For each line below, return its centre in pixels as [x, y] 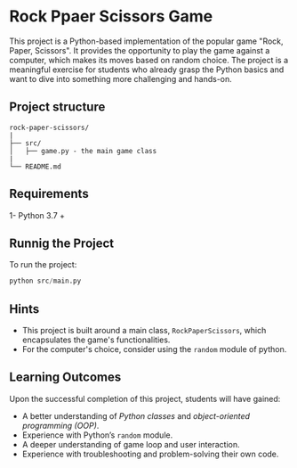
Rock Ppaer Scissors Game [111, 16]
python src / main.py [45, 281]
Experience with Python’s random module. [97, 435]
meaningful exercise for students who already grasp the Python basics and [147, 70]
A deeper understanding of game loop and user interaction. [131, 444]
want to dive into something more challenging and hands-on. [121, 78]
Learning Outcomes [65, 378]
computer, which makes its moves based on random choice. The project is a [149, 60]
